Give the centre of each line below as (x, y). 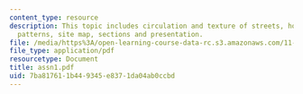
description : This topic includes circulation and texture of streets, (147, 26)
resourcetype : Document (54, 59)
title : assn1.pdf (42, 68)
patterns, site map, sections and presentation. (110, 34)
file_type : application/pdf (62, 51)
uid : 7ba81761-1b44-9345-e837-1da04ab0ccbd (92, 76)
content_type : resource (54, 17)
